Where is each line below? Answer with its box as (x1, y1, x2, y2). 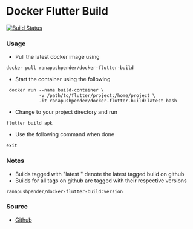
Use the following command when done (15, 131, 115, 138)
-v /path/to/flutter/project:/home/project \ (38, 93, 155, 99)
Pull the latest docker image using (15, 53, 100, 61)
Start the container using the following (15, 76, 111, 83)
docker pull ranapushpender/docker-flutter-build (6, 65, 134, 71)
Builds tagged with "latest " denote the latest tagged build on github (15, 170, 185, 178)
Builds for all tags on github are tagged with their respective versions (15, 177, 187, 184)
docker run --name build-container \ (8, 87, 104, 93)
